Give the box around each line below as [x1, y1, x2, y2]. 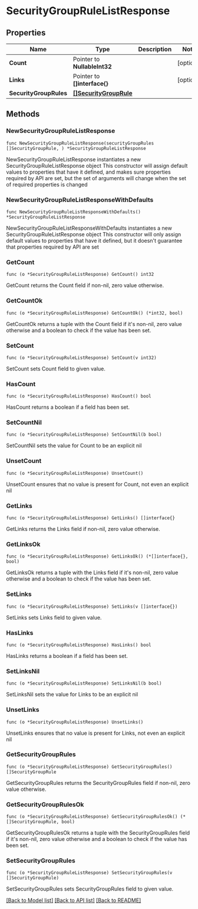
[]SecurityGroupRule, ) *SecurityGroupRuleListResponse [6, 145, 146, 151]
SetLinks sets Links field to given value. [6, 614, 102, 621]
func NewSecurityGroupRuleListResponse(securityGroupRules [6, 140, 154, 146]
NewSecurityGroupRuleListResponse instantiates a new [6, 155, 141, 163]
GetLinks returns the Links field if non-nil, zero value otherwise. [6, 526, 160, 533]
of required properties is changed [6, 181, 88, 188]
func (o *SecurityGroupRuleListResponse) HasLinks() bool [6, 642, 151, 648]
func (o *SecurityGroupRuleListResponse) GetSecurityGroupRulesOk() [6, 814, 178, 820]
